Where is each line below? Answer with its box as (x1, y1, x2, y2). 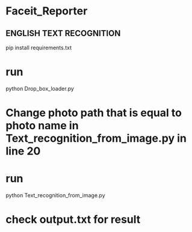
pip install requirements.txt (5, 44, 72, 51)
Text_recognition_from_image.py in (5, 132, 187, 145)
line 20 (5, 144, 41, 158)
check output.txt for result (5, 213, 141, 227)
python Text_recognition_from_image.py (5, 192, 106, 199)
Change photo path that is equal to (5, 106, 182, 120)
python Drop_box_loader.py (5, 85, 75, 92)
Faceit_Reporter (5, 4, 88, 18)
